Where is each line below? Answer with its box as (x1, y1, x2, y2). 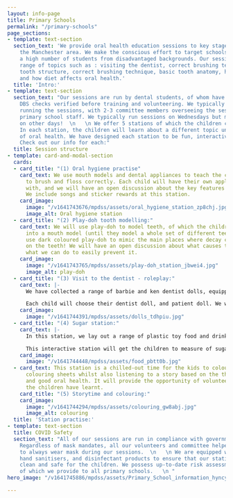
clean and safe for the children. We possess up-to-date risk (19, 461, 203, 469)
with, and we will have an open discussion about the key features (25, 185, 225, 192)
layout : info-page (7, 10, 60, 17)
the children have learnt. (25, 383, 104, 391)
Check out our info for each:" (19, 140, 110, 147)
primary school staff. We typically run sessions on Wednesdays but (19, 113, 222, 120)
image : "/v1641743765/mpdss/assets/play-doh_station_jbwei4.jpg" (25, 262, 218, 269)
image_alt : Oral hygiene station (25, 210, 123, 217)
